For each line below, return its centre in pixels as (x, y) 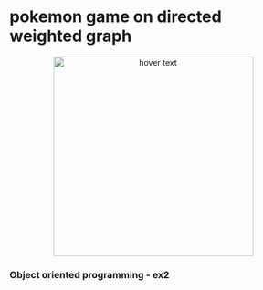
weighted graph (71, 36)
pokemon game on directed (116, 17)
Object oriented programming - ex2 (89, 274)
